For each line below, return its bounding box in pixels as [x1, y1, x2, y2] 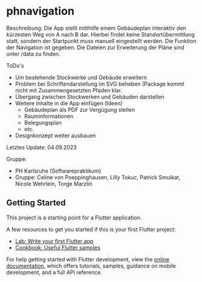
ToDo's [6, 62, 24, 69]
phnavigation [6, 4, 75, 18]
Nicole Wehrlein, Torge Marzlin [15, 180, 93, 187]
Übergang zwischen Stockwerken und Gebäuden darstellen [15, 93, 165, 100]
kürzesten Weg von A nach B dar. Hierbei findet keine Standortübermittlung [6, 30, 195, 38]
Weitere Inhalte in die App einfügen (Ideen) [15, 99, 123, 107]
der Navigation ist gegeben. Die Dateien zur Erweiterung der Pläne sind [6, 44, 184, 51]
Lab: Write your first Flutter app [15, 237, 94, 244]
